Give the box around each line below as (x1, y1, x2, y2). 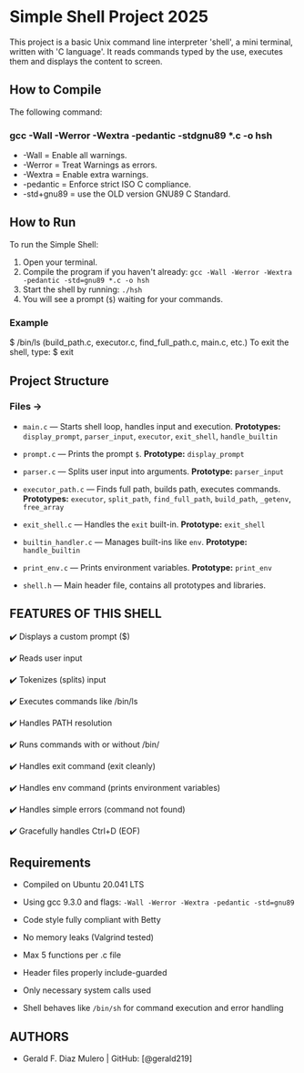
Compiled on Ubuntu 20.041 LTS (22, 879, 145, 890)
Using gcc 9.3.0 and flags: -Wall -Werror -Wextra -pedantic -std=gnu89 (22, 896, 295, 907)
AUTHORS (9, 1028, 70, 1044)
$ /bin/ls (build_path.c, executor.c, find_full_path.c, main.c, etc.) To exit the (9, 337, 289, 348)
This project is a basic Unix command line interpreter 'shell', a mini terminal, (9, 36, 293, 47)
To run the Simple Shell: (9, 238, 98, 249)
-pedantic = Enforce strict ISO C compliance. (22, 179, 191, 190)
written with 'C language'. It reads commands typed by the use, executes (9, 46, 284, 56)
